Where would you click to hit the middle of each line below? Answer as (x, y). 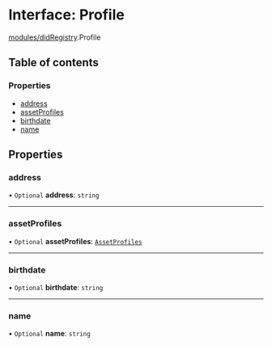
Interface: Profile (67, 15)
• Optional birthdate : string (56, 287)
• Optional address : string (54, 195)
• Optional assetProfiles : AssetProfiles (75, 241)
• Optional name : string (49, 334)
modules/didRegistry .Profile (55, 37)
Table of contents (53, 63)
